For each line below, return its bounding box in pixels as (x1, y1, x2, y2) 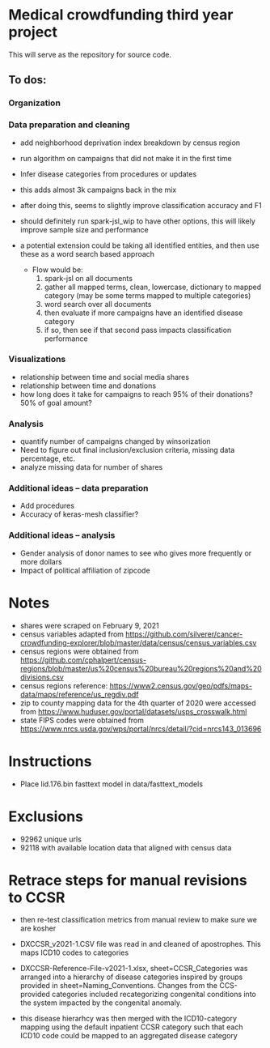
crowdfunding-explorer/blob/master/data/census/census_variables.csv (19, 637, 257, 647)
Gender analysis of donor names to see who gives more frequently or (19, 548, 252, 558)
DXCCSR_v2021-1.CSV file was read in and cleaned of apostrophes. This (19, 939, 261, 949)
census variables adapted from (19, 629, 124, 639)
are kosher (19, 923, 57, 933)
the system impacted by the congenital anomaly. (19, 998, 182, 1008)
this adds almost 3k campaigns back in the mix (19, 185, 177, 194)
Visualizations (8, 354, 66, 365)
